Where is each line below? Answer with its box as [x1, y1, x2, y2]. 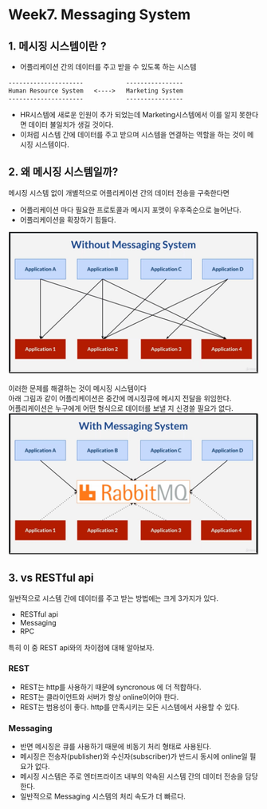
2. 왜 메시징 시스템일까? [8, 165, 119, 179]
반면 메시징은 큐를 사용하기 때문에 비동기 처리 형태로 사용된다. [19, 742, 212, 752]
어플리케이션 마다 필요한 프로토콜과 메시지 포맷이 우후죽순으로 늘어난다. [19, 205, 241, 215]
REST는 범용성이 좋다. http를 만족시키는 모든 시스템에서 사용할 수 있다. [19, 702, 240, 712]
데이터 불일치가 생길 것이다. [28, 120, 114, 129]
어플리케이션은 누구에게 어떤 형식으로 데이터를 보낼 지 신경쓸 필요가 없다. [8, 403, 234, 412]
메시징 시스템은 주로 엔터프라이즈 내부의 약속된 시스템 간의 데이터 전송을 [19, 772, 244, 781]
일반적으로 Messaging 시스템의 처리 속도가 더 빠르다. [19, 791, 186, 801]
